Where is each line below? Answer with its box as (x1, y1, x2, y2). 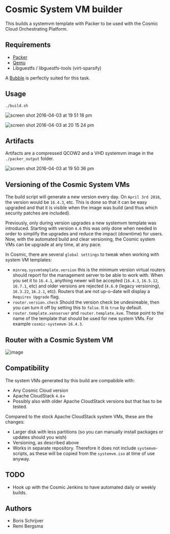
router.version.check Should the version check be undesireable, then (12, 299, 160, 305)
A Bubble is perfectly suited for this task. (5, 75, 90, 81)
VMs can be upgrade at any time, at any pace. (5, 242, 102, 248)
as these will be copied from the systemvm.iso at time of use (29, 450, 155, 457)
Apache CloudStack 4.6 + (12, 392, 66, 398)
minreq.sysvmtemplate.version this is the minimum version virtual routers (12, 266, 165, 273)
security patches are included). (5, 210, 71, 216)
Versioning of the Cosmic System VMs (5, 180, 130, 189)
